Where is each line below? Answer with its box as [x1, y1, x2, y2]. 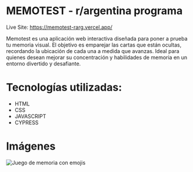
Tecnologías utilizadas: [6, 81, 122, 94]
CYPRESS [14, 119, 39, 126]
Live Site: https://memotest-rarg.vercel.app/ [6, 24, 113, 31]
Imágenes [6, 140, 56, 153]
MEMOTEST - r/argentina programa [6, 4, 183, 18]
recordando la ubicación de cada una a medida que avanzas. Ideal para [6, 47, 179, 54]
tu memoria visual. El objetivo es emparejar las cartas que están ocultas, [6, 41, 182, 48]
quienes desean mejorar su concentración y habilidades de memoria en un [6, 54, 188, 61]
